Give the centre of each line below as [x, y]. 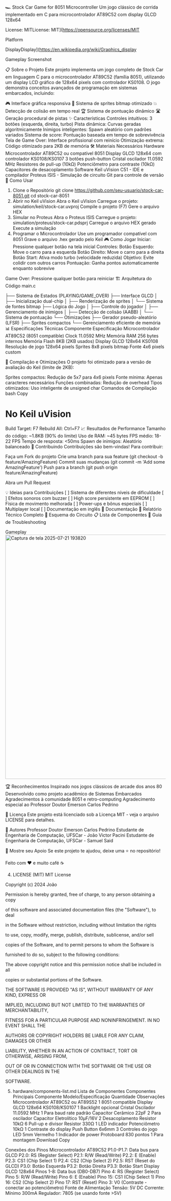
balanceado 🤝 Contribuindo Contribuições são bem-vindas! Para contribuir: [84, 446]
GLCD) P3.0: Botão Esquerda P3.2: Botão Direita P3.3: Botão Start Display [82, 1166]
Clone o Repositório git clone [43, 190]
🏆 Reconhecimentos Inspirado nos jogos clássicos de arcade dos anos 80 [84, 786]
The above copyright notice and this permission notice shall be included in [83, 964]
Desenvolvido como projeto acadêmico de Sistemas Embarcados [74, 793]
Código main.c [21, 286]
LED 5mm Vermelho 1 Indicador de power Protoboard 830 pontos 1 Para [88, 1134]
